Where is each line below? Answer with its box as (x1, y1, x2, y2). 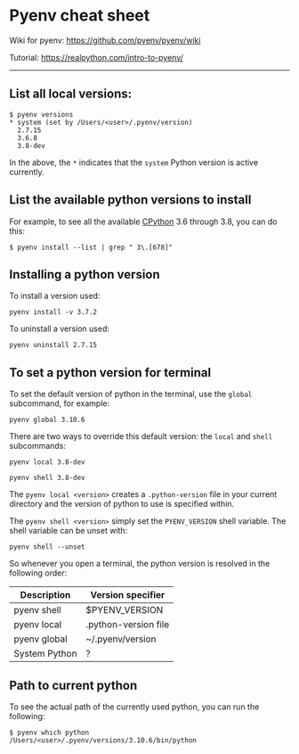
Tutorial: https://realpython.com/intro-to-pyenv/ (9, 52, 184, 62)
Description (20, 589, 71, 601)
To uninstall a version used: (9, 323, 109, 335)
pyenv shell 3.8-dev (9, 474, 86, 483)
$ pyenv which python (9, 728, 90, 737)
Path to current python (9, 677, 138, 692)
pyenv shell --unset (9, 543, 86, 551)
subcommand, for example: (9, 398, 109, 409)
